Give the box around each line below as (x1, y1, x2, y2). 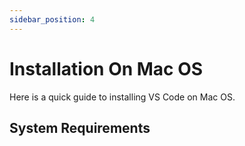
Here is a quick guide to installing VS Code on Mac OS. (9, 91, 236, 103)
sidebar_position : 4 (9, 14, 96, 25)
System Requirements (9, 119, 151, 136)
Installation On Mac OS (9, 57, 204, 80)
